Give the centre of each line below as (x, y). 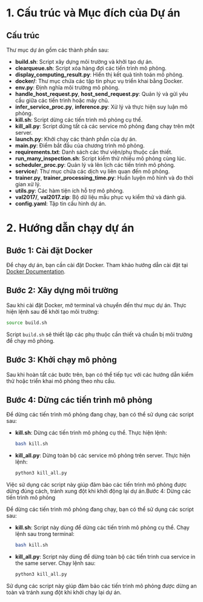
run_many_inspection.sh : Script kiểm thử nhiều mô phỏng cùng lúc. (101, 158)
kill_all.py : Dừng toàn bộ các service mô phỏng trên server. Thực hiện (103, 456)
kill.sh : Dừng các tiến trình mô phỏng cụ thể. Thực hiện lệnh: (91, 433)
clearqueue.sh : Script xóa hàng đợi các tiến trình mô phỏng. (91, 68)
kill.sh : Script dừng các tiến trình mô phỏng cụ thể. (79, 120)
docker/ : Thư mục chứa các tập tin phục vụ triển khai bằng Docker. (99, 81)
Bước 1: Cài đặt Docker (49, 250)
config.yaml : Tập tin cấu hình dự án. (61, 204)
